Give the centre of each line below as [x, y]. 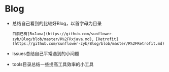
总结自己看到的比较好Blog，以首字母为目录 [57, 23]
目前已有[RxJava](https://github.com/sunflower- [63, 34]
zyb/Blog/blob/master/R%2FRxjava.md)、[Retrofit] [65, 39]
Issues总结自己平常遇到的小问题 [46, 53]
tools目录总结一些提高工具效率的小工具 [53, 64]
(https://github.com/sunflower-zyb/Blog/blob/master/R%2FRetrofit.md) [88, 43]
